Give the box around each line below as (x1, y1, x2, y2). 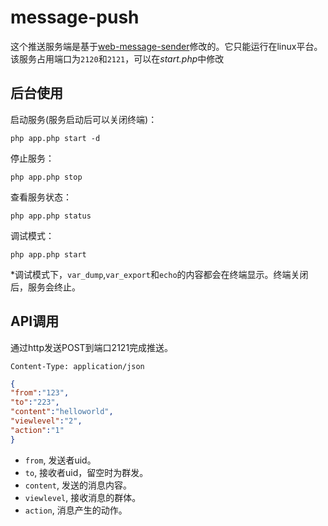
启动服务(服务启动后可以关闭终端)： (10, 113, 158, 125)
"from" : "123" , (10, 388, 70, 398)
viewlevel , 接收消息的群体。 (24, 491, 142, 503)
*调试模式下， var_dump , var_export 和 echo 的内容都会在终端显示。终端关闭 (10, 268, 309, 280)
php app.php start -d (10, 133, 101, 143)
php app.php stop (10, 172, 83, 182)
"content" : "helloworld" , (10, 407, 114, 417)
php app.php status (10, 211, 92, 221)
